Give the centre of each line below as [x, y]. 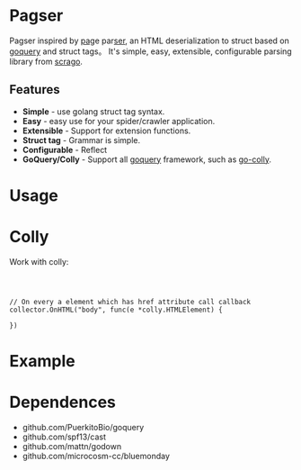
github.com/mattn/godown [72, 446]
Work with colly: [39, 261]
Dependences [63, 402]
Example [42, 362]
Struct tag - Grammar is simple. [81, 140]
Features [35, 90]
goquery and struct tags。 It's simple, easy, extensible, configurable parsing [150, 51]
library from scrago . [46, 61]
